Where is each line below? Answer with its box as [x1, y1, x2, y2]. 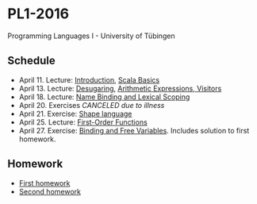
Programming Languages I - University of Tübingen [7, 31, 175, 40]
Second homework [18, 187, 81, 196]
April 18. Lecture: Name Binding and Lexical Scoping [18, 92, 190, 102]
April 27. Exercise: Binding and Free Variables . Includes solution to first [18, 125, 250, 135]
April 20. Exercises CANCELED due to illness [18, 100, 165, 110]
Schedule [7, 54, 56, 67]
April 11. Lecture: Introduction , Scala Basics [18, 75, 160, 84]
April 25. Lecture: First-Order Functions [18, 117, 148, 127]
